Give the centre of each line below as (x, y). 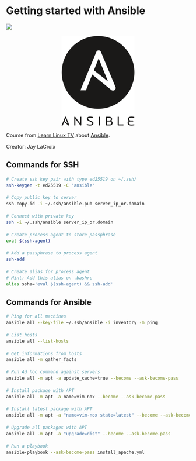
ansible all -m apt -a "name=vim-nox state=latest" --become (82, 415)
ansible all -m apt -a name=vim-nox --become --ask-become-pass (86, 397)
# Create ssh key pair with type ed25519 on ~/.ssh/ (71, 179)
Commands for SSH (43, 165)
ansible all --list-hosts (37, 341)
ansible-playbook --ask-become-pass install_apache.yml (75, 452)
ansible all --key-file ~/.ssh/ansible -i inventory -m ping (82, 323)
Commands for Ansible (49, 302)
